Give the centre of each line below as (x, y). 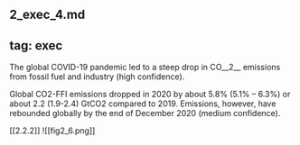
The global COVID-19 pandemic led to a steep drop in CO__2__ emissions (145, 68)
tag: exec (36, 45)
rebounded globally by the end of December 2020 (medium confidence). (145, 113)
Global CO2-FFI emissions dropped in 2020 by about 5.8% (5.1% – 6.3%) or (150, 95)
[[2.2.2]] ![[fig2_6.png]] (52, 131)
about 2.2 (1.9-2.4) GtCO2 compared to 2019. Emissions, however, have (143, 104)
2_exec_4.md (47, 15)
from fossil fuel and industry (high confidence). (97, 77)
